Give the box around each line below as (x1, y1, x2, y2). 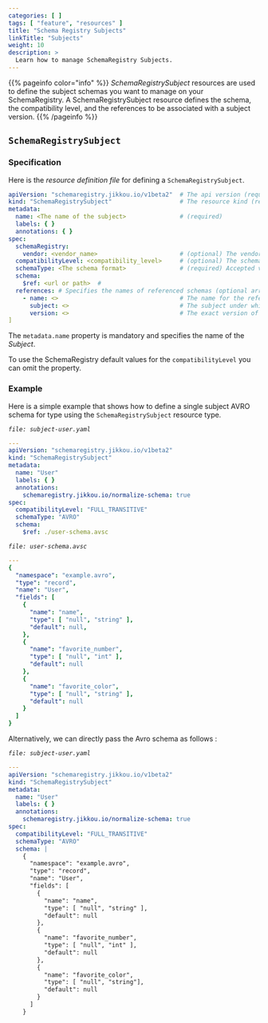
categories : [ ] (8, 11, 62, 20)
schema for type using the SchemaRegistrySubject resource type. (8, 410, 222, 419)
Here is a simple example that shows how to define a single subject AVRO (8, 401, 250, 411)
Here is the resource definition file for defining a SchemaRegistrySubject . (8, 175, 245, 184)
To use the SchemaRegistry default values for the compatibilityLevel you (8, 355, 251, 364)
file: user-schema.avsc (8, 542, 88, 550)
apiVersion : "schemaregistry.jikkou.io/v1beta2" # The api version (8, 191, 241, 199)
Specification (8, 157, 61, 168)
